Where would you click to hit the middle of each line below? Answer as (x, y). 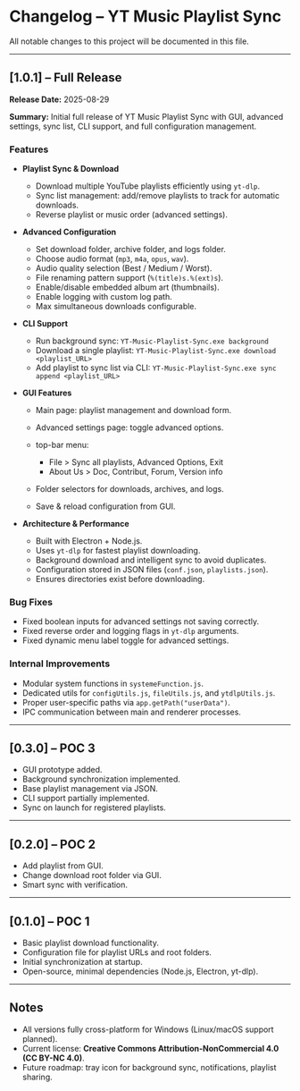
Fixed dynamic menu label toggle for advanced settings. (125, 640)
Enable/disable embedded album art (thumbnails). (128, 287)
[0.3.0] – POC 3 (52, 748)
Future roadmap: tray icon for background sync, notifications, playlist (149, 1067)
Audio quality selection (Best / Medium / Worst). (124, 268)
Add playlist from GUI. (63, 866)
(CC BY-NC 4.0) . (53, 1058)
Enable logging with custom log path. (104, 297)
